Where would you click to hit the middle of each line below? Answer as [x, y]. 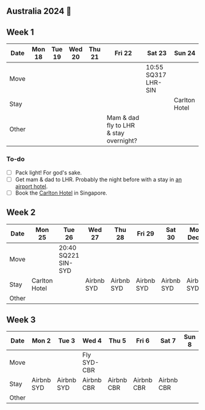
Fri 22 [123, 53]
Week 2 [21, 213]
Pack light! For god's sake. [49, 173]
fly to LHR [121, 125]
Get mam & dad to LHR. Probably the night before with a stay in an [98, 179]
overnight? [122, 141]
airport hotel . [31, 186]
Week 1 [20, 32]
